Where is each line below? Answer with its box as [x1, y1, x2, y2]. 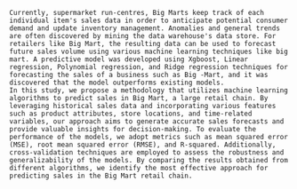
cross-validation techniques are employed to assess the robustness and [9, 148, 285, 157]
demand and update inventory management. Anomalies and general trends [9, 24, 280, 33]
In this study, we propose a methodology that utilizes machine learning [9, 86, 289, 95]
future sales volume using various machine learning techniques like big [9, 47, 289, 56]
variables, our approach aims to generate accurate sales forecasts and [9, 117, 285, 126]
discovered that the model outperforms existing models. [9, 78, 225, 87]
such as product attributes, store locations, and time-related [9, 109, 253, 118]
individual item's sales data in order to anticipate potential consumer [9, 16, 289, 25]
